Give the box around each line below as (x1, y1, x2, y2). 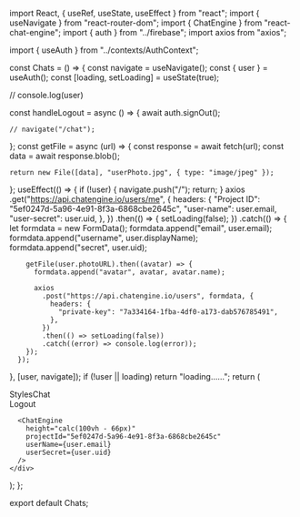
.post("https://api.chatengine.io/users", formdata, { (42, 291, 255, 300)
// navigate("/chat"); (9, 125, 95, 134)
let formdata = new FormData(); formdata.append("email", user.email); (9, 223, 273, 233)
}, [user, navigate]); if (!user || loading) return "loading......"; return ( (9, 371, 261, 381)
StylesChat (9, 389, 51, 400)
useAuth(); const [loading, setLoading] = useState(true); (9, 72, 220, 83)
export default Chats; (9, 498, 89, 508)
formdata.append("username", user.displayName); (9, 232, 198, 243)
